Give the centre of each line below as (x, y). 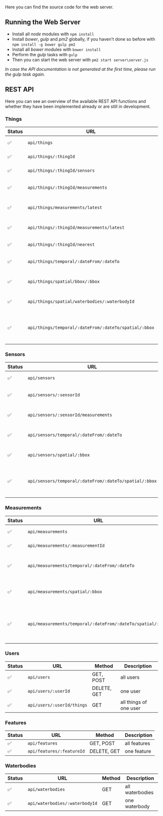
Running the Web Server (43, 22)
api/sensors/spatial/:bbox (59, 455)
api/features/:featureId (56, 751)
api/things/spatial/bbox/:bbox (64, 281)
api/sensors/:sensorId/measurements (70, 415)
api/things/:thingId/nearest (61, 244)
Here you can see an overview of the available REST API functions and (76, 101)
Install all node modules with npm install (53, 34)
